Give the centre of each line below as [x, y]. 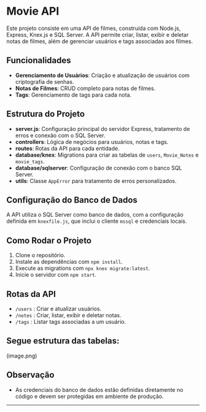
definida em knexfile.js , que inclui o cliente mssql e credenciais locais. [97, 221]
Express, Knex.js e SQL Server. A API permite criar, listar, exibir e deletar [97, 34]
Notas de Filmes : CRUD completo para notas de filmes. [85, 88]
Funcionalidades [39, 60]
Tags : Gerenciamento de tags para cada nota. [73, 95]
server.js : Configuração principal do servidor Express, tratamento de [102, 129]
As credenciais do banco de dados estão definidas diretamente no [99, 389]
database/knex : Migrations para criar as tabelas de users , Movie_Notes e [107, 155]
